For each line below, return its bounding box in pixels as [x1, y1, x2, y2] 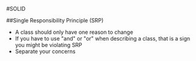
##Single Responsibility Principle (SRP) [6, 17, 104, 24]
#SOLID [6, 5, 26, 12]
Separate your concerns [15, 48, 76, 55]
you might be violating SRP [15, 42, 83, 48]
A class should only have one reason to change [15, 28, 134, 36]
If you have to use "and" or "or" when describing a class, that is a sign [15, 35, 191, 42]
